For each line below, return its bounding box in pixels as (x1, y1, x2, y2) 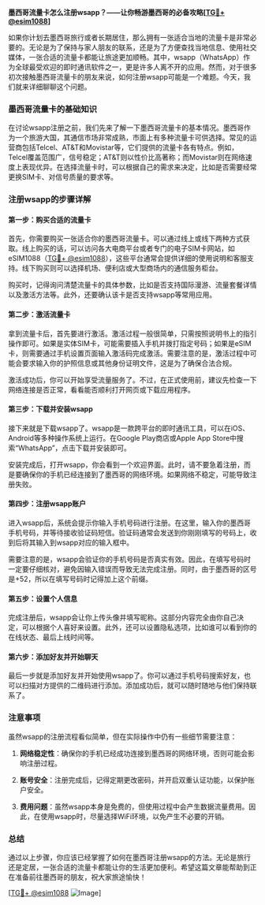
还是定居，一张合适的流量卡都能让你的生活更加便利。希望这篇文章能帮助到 (8, 862, 250, 872)
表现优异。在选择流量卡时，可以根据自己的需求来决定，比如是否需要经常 (21, 162, 257, 172)
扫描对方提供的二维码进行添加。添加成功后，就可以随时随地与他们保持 (21, 681, 250, 691)
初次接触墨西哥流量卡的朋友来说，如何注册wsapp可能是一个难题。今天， (8, 73, 244, 81)
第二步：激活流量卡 (8, 310, 71, 319)
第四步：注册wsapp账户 (8, 499, 87, 508)
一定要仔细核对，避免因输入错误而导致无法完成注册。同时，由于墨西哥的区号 (8, 564, 257, 574)
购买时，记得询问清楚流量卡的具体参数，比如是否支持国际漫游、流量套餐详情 (8, 280, 257, 290)
